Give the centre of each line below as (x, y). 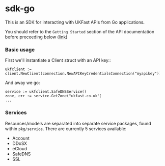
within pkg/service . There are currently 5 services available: (66, 129)
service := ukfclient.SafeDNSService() (46, 92)
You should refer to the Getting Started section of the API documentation (80, 31)
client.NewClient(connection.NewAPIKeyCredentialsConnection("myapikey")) (83, 74)
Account (21, 138)
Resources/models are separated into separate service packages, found (78, 123)
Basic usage (20, 50)
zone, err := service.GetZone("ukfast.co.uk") (54, 96)
